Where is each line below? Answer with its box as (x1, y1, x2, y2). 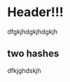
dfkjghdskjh (7, 66, 42, 74)
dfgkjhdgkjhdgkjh (7, 27, 58, 36)
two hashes (7, 48, 59, 60)
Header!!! (7, 4, 64, 20)
